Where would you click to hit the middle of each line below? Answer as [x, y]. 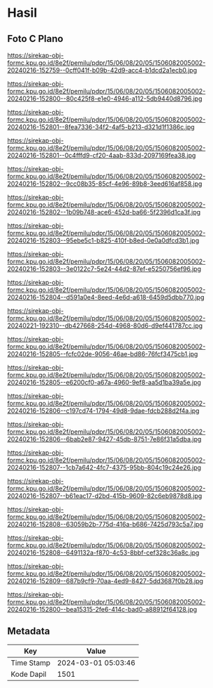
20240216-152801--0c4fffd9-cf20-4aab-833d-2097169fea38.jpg [102, 155]
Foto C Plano [35, 39]
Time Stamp [31, 663]
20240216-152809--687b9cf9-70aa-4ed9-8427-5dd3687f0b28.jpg [105, 581]
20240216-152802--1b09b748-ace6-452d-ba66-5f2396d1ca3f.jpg [104, 212]
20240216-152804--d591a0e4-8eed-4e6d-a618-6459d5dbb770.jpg [106, 297]
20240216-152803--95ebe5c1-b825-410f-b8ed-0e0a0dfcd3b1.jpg [103, 240]
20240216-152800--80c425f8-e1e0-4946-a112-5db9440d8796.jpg [105, 98]
